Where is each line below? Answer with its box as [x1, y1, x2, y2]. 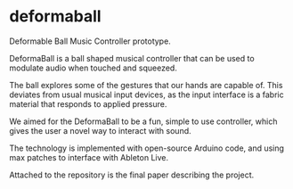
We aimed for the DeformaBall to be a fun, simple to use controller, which [9, 116, 278, 127]
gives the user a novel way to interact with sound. [9, 125, 191, 136]
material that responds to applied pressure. [9, 98, 167, 109]
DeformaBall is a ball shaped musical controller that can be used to [9, 53, 256, 63]
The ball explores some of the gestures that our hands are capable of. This [9, 79, 283, 90]
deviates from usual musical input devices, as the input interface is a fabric [9, 89, 284, 100]
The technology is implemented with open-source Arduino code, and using [9, 143, 285, 153]
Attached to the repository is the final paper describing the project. [9, 169, 255, 180]
